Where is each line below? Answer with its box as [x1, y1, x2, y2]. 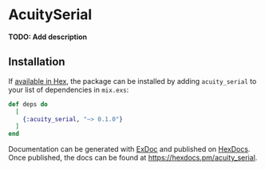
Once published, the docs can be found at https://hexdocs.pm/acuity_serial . [8, 153, 258, 163]
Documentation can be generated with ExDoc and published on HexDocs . [8, 144, 251, 154]
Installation [8, 55, 65, 69]
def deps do [8, 100, 48, 109]
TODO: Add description [8, 32, 88, 42]
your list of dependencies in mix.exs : [8, 85, 129, 94]
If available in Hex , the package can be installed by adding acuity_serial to [8, 76, 257, 85]
